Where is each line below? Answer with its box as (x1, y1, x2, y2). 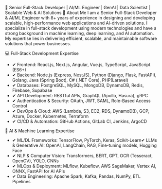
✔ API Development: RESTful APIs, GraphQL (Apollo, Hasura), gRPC (12, 93, 148, 98)
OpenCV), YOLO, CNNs (12, 158, 59, 164)
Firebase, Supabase (12, 87, 53, 93)
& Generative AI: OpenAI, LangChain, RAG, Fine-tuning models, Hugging (12, 142, 157, 148)
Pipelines (12, 179, 31, 184)
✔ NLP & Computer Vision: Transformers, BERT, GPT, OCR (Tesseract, (12, 153, 153, 158)
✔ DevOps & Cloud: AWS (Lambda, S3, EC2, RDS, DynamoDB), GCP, (12, 108, 150, 114)
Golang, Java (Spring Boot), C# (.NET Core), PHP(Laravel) (12, 77, 129, 83)
